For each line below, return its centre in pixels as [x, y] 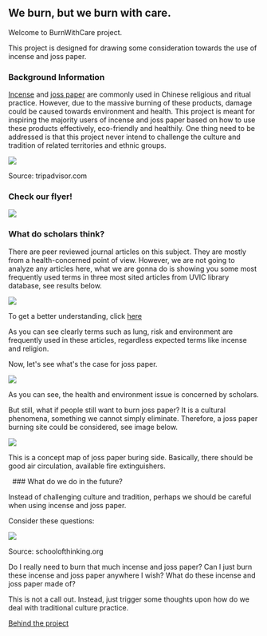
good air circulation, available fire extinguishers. [87, 466]
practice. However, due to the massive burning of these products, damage [130, 103]
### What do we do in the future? [67, 481]
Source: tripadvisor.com [48, 176]
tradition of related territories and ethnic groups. [87, 145]
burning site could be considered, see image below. [93, 427]
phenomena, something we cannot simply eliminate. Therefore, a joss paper [133, 418]
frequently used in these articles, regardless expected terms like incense [128, 340]
